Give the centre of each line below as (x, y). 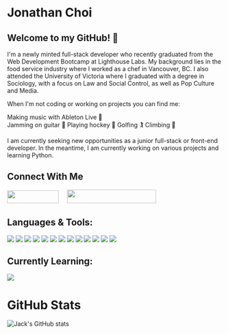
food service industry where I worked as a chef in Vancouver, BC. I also (108, 69)
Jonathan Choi (50, 13)
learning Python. (30, 155)
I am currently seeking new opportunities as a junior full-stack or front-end (112, 141)
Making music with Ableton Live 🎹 (55, 117)
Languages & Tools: (50, 223)
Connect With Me (45, 177)
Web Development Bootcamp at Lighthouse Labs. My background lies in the (114, 62)
